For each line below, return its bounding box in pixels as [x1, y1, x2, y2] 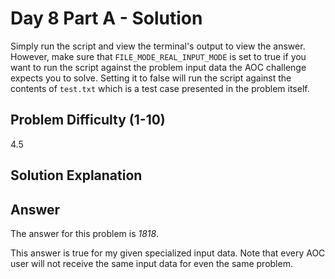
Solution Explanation [10, 167, 143, 184]
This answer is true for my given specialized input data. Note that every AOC [10, 247, 326, 259]
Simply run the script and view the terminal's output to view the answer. [10, 40, 306, 52]
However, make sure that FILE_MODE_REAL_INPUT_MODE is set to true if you [10, 50, 307, 62]
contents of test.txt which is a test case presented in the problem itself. [10, 82, 310, 94]
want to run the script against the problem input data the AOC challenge [10, 61, 307, 73]
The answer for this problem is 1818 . [10, 227, 160, 239]
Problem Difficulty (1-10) [10, 112, 166, 129]
